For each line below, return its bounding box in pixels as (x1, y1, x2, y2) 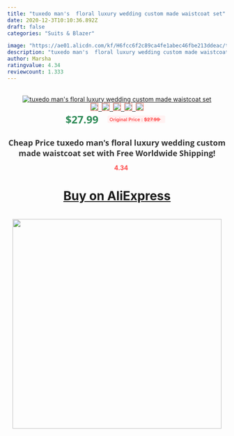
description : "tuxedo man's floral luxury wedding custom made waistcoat (7, 49, 229, 56)
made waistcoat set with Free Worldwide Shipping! (18, 147, 216, 159)
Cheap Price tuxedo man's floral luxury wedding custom (8, 137, 226, 148)
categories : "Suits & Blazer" (7, 29, 95, 37)
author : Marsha (7, 55, 52, 63)
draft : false (7, 23, 45, 30)
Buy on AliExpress (63, 188, 171, 204)
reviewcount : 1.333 (7, 68, 64, 75)
